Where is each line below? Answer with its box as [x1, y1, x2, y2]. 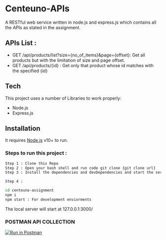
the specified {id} [12, 68, 48, 74]
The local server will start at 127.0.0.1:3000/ [5, 206, 93, 212]
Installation [5, 124, 41, 132]
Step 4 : [5, 179, 23, 184]
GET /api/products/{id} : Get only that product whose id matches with [12, 62, 154, 68]
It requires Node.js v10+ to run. [5, 137, 68, 143]
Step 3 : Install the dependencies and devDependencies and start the [5, 170, 154, 175]
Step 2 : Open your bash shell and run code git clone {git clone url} [5, 165, 156, 170]
